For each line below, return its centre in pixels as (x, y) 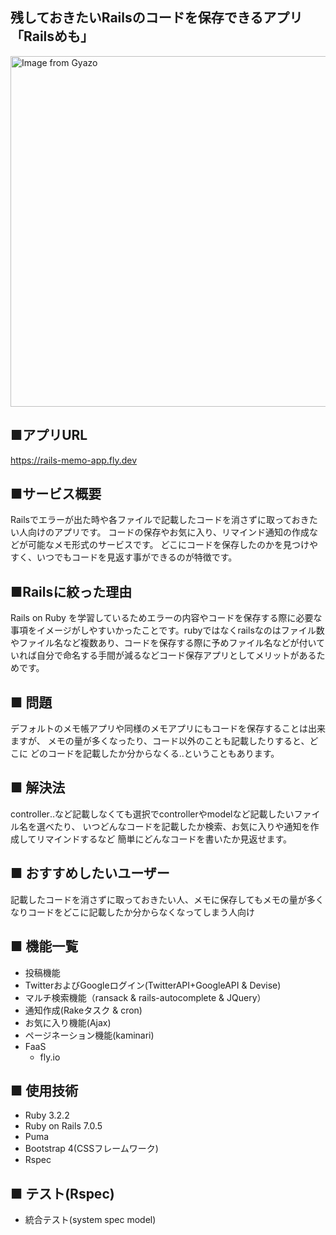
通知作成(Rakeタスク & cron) (83, 1010)
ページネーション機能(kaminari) (89, 1035)
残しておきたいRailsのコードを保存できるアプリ (156, 18)
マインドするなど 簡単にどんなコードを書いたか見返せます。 (168, 839)
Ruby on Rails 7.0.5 (63, 1126)
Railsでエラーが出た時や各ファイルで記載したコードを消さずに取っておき (160, 520)
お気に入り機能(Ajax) (68, 1022)
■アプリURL (49, 435)
